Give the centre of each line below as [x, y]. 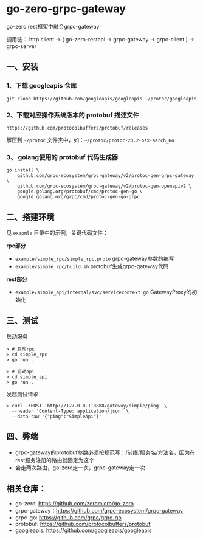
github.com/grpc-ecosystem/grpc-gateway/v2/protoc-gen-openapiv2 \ [104, 186]
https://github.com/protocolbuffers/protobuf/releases [77, 128]
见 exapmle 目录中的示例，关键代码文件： [57, 233]
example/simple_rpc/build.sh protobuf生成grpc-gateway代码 [92, 266]
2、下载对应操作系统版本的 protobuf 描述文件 [73, 115]
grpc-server [22, 46]
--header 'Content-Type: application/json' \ [71, 411]
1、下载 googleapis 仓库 [42, 86]
